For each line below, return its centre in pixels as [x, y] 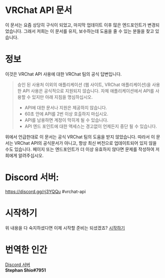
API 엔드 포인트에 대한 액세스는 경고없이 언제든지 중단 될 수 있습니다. [91, 126]
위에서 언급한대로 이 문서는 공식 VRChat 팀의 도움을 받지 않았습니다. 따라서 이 [80, 137]
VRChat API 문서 [39, 10]
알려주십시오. [31, 155]
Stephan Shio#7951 [26, 270]
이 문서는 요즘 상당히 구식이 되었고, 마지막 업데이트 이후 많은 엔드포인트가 [76, 25]
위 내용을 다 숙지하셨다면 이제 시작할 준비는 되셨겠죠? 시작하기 [65, 228]
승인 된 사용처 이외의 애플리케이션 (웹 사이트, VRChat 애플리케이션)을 [84, 85]
